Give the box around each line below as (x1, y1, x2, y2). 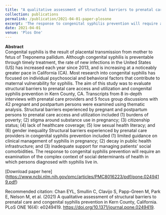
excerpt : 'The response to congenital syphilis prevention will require (5, 21, 158, 26)
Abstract (5, 44, 24, 49)
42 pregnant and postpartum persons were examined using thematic (5, 102, 145, 107)
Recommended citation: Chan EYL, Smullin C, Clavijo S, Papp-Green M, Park (5, 188, 161, 194)
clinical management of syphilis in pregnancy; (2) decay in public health (5, 138, 152, 143)
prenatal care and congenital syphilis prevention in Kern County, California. (5, 199, 158, 205)
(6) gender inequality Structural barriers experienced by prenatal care (5, 128, 147, 133)
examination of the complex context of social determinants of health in (5, 154, 149, 159)
